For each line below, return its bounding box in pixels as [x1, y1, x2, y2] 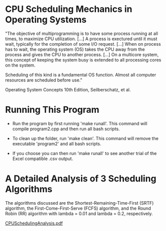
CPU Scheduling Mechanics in [5, 3, 133, 15]
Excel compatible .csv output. [12, 155, 74, 161]
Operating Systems [5, 14, 87, 25]
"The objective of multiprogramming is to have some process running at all [5, 30, 158, 36]
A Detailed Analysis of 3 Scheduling [5, 173, 157, 184]
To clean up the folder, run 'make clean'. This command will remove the [12, 135, 159, 141]
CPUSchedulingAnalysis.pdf [5, 220, 63, 226]
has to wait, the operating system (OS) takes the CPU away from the [5, 46, 145, 52]
